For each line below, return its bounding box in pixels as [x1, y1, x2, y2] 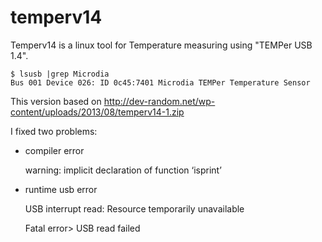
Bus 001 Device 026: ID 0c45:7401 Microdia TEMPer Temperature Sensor [10, 77, 311, 88]
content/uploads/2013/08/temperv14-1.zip [10, 106, 185, 118]
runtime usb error [24, 183, 98, 195]
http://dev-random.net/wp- [103, 95, 216, 107]
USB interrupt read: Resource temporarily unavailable [24, 202, 245, 215]
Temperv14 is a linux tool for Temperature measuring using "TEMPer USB [10, 39, 313, 51]
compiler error [24, 144, 85, 156]
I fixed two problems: [10, 125, 98, 137]
